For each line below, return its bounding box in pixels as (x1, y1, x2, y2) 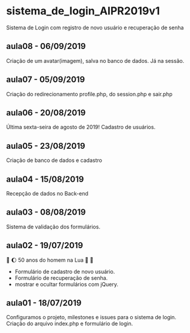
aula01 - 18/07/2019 (6, 298, 82, 308)
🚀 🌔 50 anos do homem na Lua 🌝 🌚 (6, 256, 94, 264)
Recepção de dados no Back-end (6, 190, 88, 197)
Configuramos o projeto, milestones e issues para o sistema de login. (6, 314, 176, 321)
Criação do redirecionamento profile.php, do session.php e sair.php (6, 90, 173, 97)
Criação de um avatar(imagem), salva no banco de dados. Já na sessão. (6, 57, 185, 64)
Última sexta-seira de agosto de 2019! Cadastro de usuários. (6, 124, 156, 131)
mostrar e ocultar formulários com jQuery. (14, 280, 118, 288)
